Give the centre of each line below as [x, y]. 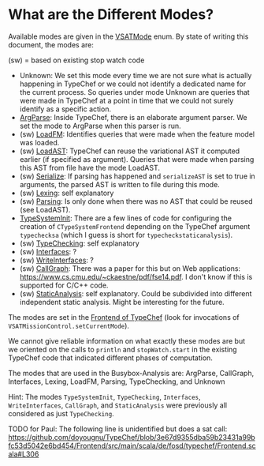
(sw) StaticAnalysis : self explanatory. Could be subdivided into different [136, 293]
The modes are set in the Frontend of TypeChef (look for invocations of [124, 317]
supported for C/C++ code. [64, 285]
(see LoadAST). [45, 209]
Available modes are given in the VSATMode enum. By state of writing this [128, 36]
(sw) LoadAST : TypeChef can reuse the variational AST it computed [130, 151]
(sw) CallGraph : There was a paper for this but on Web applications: [130, 268]
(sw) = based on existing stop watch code [76, 60]
